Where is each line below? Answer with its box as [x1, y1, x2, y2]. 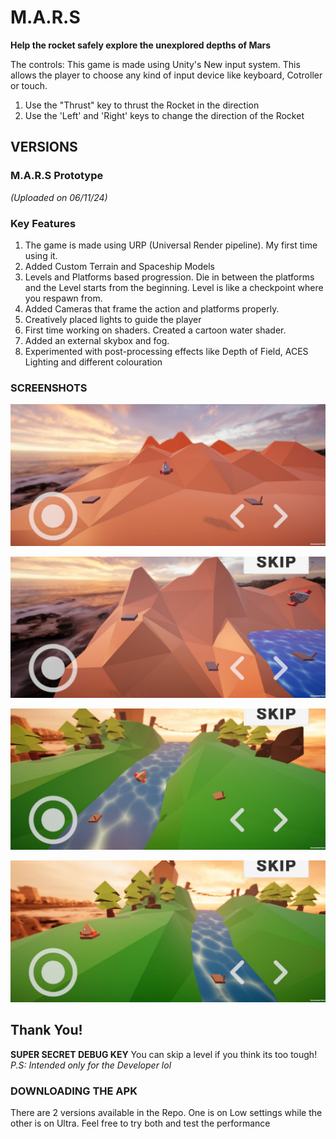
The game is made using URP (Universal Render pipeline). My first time [24, 239, 318, 251]
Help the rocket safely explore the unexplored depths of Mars [10, 39, 272, 51]
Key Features [10, 216, 77, 230]
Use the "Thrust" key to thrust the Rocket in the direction [24, 99, 260, 111]
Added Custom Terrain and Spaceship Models [24, 260, 216, 272]
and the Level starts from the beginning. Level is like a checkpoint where [24, 281, 324, 293]
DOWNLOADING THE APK [10, 1084, 138, 1098]
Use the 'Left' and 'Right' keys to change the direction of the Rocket [24, 109, 305, 121]
